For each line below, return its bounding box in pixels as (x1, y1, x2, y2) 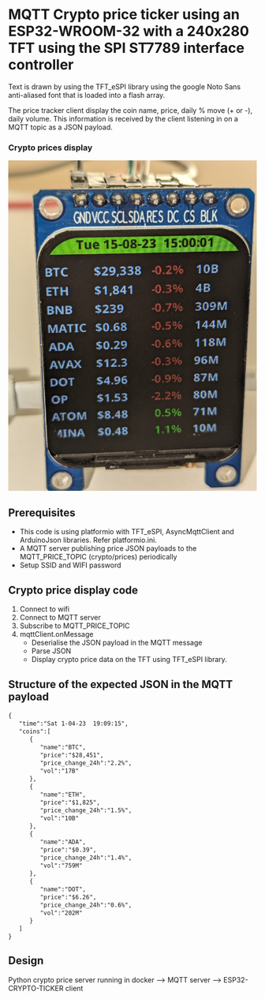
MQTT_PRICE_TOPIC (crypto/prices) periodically (19, 552, 177, 562)
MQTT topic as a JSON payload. (8, 122, 113, 132)
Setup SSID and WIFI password (19, 560, 121, 570)
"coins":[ (18, 728, 51, 735)
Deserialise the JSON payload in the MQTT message (31, 638, 203, 648)
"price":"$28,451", (39, 751, 104, 759)
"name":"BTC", (39, 743, 87, 751)
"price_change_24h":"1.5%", (39, 806, 132, 814)
